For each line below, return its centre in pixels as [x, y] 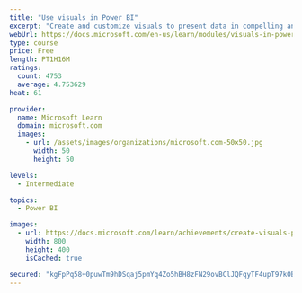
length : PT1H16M [40, 59]
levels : [24, 175]
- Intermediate [46, 184]
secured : [26, 274]
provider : [28, 109]
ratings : [26, 68]
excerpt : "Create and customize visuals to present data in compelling [146, 26]
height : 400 [48, 249]
